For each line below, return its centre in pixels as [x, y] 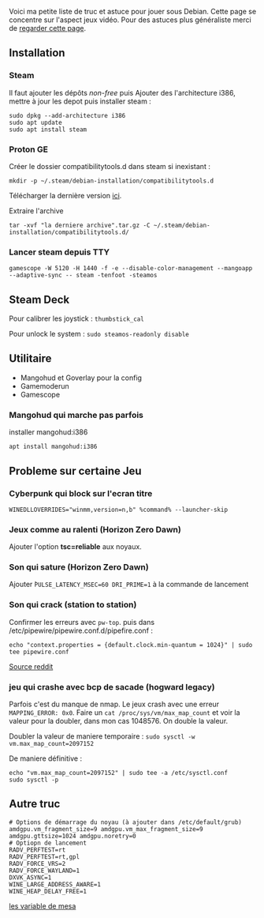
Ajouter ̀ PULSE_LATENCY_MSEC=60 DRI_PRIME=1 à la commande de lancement [129, 585]
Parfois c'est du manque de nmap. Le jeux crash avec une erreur [114, 704]
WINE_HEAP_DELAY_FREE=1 [48, 891]
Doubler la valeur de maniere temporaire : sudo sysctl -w [102, 736]
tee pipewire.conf [39, 652]
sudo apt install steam [48, 130]
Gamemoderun [45, 386]
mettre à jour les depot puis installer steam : [80, 101]
